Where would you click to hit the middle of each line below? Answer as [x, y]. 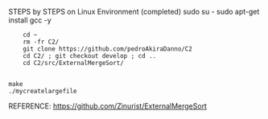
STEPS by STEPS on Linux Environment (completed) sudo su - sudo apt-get [134, 12]
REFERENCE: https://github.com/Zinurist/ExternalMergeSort [108, 106]
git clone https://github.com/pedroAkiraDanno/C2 [108, 49]
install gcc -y [30, 20]
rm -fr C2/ [41, 42]
